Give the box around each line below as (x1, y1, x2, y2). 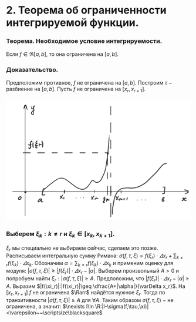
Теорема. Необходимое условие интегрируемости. (6, 37, 163, 45)
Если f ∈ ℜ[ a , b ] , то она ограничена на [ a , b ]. (6, 51, 119, 58)
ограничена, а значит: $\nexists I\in (6, 303, 94, 310)
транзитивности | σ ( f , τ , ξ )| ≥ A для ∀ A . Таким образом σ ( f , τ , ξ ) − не (6, 296, 174, 303)
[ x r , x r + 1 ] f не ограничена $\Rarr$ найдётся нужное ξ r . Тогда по (6, 289, 165, 297)
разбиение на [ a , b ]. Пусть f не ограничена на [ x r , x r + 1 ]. (6, 85, 146, 94)
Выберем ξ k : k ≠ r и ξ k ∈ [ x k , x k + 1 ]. (6, 230, 115, 239)
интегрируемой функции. (6, 16, 139, 29)
